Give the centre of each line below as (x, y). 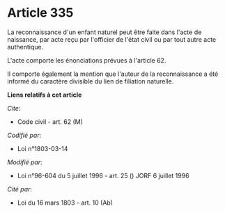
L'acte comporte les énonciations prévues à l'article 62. (87, 60)
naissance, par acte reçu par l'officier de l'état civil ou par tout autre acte (112, 39)
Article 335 (40, 13)
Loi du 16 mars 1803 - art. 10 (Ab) (65, 203)
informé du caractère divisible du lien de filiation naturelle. (91, 81)
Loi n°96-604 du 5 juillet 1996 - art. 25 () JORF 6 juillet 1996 (103, 175)
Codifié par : (24, 135)
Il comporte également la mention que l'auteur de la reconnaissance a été (113, 74)
